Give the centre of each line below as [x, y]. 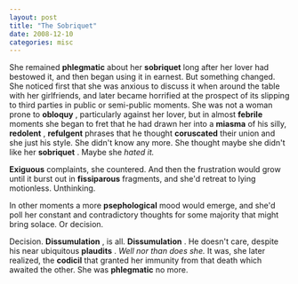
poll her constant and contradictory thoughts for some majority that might [144, 215]
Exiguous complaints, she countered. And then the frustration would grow [145, 170]
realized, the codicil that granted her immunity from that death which [136, 260]
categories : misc [41, 42]
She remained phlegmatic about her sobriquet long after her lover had [139, 67]
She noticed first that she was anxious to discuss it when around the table [145, 86]
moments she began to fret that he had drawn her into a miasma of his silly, [148, 124]
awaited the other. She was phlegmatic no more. [99, 270]
